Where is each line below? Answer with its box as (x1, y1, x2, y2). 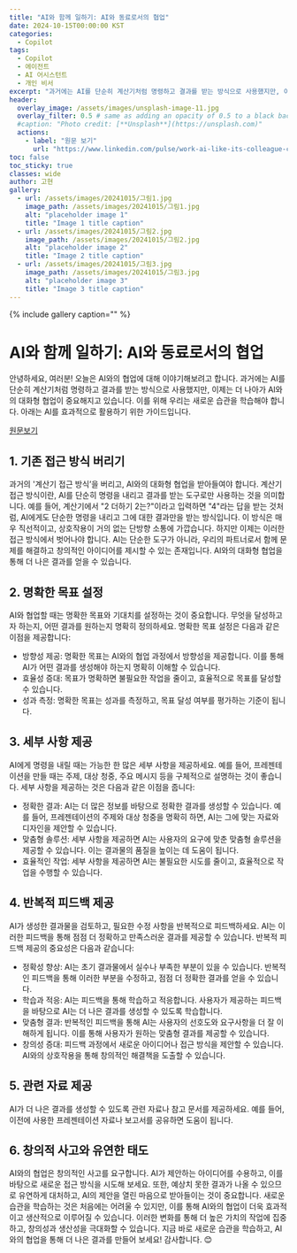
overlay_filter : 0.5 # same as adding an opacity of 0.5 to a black (17, 111, 275, 120)
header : (9, 95, 38, 104)
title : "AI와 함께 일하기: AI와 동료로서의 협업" (9, 12, 170, 22)
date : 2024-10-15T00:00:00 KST (9, 21, 125, 30)
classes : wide (9, 169, 62, 178)
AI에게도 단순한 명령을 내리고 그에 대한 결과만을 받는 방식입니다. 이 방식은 (20, 512, 273, 523)
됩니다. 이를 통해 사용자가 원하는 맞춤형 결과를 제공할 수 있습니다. (45, 1027, 270, 1038)
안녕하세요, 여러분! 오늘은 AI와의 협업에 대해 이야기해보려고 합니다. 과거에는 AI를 (9, 373, 286, 384)
